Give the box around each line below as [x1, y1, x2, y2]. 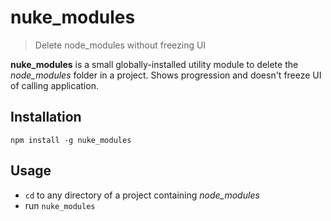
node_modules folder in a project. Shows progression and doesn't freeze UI [10, 69, 322, 81]
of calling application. [10, 79, 99, 91]
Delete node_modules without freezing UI [34, 39, 207, 51]
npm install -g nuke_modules [10, 135, 132, 145]
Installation [10, 109, 82, 126]
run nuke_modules [24, 199, 96, 211]
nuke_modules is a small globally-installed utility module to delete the [10, 58, 299, 70]
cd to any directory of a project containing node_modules [24, 189, 260, 201]
